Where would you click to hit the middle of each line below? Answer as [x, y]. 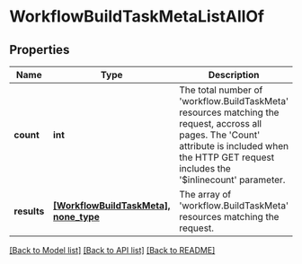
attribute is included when [234, 146]
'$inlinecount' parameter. [232, 180]
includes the [205, 168]
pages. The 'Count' [220, 135]
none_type [76, 217]
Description [234, 75]
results [29, 211]
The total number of [221, 90]
